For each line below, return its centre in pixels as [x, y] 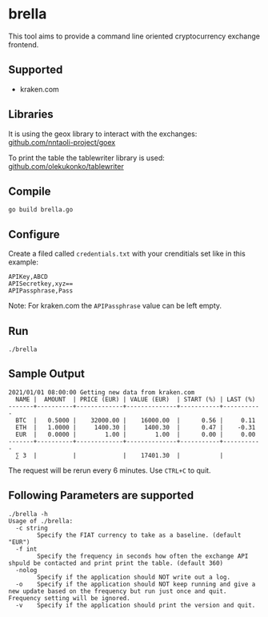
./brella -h [28, 514]
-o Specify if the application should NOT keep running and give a [136, 584]
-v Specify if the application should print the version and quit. [136, 605]
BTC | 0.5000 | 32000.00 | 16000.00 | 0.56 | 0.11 [136, 420]
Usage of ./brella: [41, 521]
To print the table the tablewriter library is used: [87, 158]
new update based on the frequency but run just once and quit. [118, 591]
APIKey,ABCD [28, 277]
